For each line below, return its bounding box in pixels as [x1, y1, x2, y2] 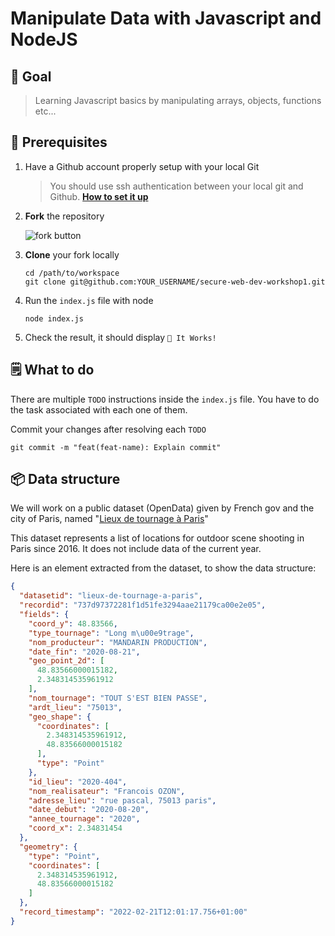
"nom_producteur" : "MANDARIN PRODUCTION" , [28, 637, 208, 647]
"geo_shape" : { [28, 712, 92, 722]
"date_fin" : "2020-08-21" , [28, 647, 141, 657]
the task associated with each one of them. [10, 403, 188, 416]
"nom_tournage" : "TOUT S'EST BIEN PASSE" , [28, 693, 208, 703]
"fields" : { [19, 610, 70, 620]
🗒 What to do [10, 362, 95, 379]
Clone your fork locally [24, 248, 120, 261]
